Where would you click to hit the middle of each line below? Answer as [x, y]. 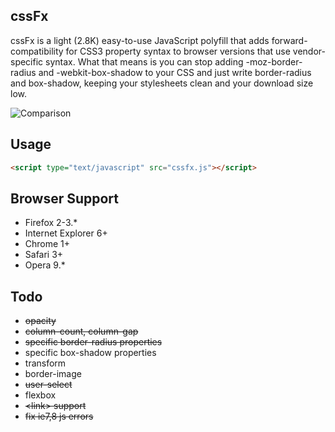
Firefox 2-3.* [51, 223]
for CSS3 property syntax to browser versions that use [178, 51]
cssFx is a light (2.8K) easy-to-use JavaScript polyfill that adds [140, 40]
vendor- [309, 51]
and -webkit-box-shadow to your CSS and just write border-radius [175, 72]
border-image [53, 374]
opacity [40, 321]
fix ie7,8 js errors [59, 416]
